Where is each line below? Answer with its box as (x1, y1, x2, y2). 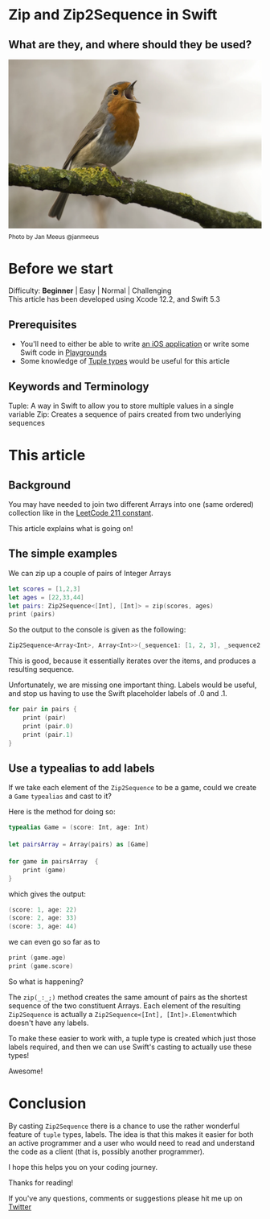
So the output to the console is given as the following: (8, 625, 186, 635)
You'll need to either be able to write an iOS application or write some (19, 340, 250, 349)
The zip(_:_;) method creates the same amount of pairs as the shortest (8, 992, 247, 1002)
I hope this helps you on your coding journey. (8, 1162, 158, 1172)
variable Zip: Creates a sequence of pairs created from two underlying (8, 410, 242, 419)
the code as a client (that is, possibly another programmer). (8, 1147, 205, 1156)
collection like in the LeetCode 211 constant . (8, 509, 154, 518)
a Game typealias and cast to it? (8, 791, 112, 801)
